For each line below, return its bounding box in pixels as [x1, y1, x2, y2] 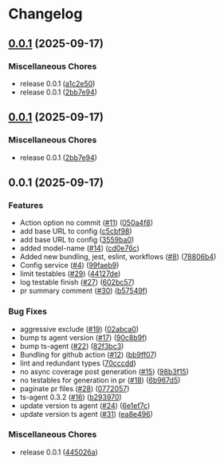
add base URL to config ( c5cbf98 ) [19, 226, 133, 236]
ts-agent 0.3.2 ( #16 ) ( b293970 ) [19, 392, 122, 402]
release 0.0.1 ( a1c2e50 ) [19, 78, 96, 88]
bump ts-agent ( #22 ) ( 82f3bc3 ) [19, 341, 124, 350]
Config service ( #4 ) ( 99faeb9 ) [19, 261, 120, 270]
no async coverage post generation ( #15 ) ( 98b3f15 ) [19, 366, 190, 376]
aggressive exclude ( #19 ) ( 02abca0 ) [19, 324, 140, 334]
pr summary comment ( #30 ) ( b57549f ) [19, 286, 148, 296]
